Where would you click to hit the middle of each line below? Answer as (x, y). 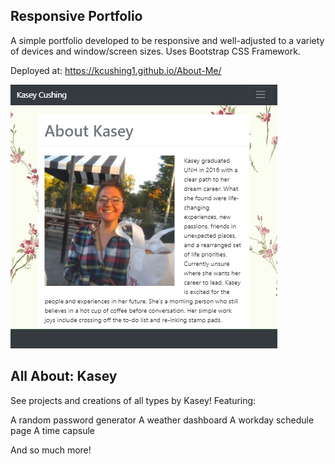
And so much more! (51, 450)
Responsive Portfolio (76, 16)
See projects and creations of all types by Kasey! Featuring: (133, 400)
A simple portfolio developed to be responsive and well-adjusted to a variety (167, 40)
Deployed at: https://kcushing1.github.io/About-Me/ (116, 70)
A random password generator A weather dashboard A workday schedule (162, 420)
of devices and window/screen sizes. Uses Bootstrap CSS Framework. (155, 51)
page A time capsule (52, 430)
